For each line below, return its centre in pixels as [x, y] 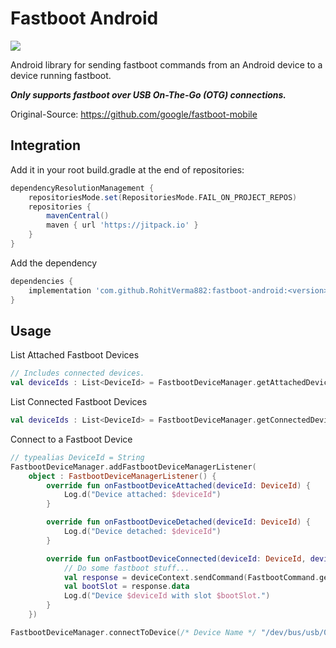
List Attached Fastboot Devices [75, 355]
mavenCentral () [78, 216]
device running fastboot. [61, 75]
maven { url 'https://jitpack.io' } [122, 225]
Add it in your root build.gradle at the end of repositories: [127, 169]
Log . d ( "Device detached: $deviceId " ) [142, 532]
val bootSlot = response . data [126, 587]
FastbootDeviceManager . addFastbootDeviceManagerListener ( [133, 467]
